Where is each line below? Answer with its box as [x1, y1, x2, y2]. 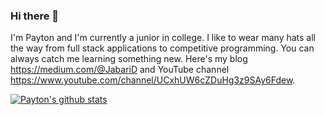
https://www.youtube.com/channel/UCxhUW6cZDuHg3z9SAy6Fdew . [10, 74, 296, 86]
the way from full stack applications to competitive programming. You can [10, 42, 315, 54]
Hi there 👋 [10, 9, 60, 23]
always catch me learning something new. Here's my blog [10, 53, 248, 65]
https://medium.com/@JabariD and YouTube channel [10, 64, 230, 76]
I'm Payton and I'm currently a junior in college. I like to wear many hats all [10, 32, 316, 44]
